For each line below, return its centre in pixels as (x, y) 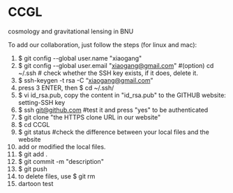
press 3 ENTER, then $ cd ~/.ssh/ (66, 87)
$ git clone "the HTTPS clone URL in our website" (89, 117)
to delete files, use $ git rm (57, 176)
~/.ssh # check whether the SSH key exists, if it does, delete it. (108, 73)
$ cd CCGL (34, 124)
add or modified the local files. (62, 146)
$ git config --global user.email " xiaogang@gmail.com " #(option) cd (116, 65)
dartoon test (36, 183)
